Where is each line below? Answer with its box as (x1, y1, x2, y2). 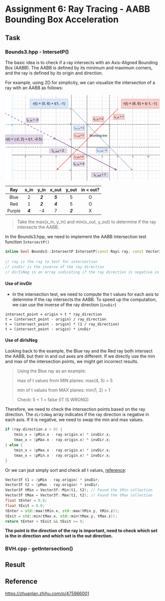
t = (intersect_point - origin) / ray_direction (5, 317, 107, 322)
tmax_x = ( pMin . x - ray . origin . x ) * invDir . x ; (14, 453, 111, 458)
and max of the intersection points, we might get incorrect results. (5, 358, 139, 364)
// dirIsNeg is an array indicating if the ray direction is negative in (5, 270, 160, 275)
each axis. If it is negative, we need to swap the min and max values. (5, 417, 144, 423)
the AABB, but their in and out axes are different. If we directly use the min (5, 354, 156, 359)
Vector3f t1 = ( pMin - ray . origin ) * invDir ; (5, 477, 100, 482)
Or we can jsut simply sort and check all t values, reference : (5, 467, 127, 473)
